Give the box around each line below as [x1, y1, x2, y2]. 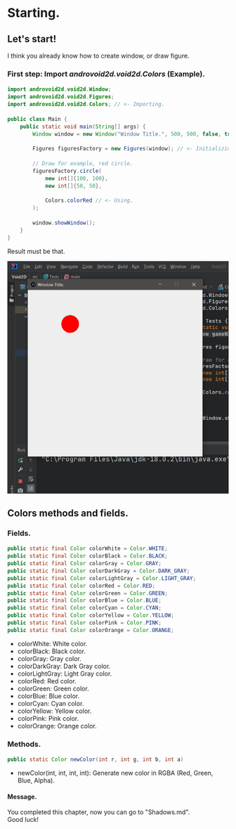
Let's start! [7, 33, 57, 45]
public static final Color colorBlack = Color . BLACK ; [7, 553, 169, 560]
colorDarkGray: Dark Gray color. [17, 662, 111, 670]
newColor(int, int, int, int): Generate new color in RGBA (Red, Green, [17, 769, 214, 777]
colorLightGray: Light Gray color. [17, 669, 112, 678]
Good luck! [7, 816, 39, 824]
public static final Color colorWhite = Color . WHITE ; [7, 545, 169, 553]
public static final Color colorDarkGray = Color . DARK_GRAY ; [7, 567, 190, 574]
